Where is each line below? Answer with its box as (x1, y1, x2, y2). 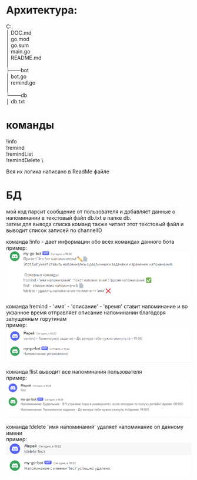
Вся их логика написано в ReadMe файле (6, 168, 110, 175)
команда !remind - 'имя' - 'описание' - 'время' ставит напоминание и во (6, 303, 188, 310)
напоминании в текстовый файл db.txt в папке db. (6, 214, 132, 221)
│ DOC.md (6, 29, 32, 36)
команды (6, 119, 55, 132)
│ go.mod (6, 35, 29, 42)
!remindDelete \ (6, 156, 44, 163)
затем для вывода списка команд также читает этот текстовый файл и (6, 220, 184, 227)
